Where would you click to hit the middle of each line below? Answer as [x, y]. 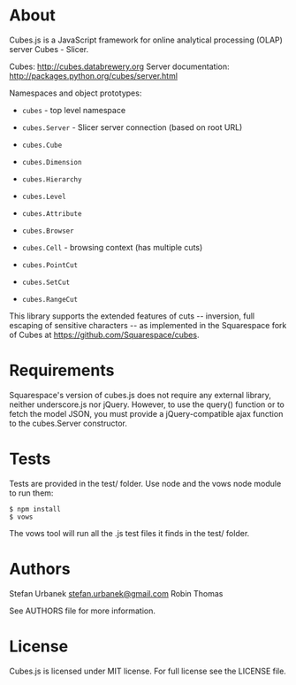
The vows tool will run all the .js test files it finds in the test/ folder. [129, 533]
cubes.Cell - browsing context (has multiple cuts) [112, 247]
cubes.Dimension [52, 162]
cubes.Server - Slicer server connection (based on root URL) [132, 127]
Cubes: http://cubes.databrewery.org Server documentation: [119, 66]
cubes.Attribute [52, 213]
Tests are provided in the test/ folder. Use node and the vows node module [145, 483]
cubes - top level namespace [74, 110]
